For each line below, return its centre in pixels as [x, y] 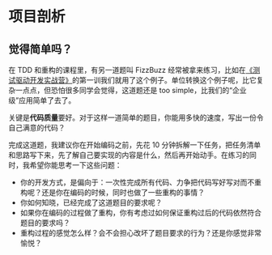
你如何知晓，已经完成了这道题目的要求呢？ [91, 202]
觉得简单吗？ [40, 49]
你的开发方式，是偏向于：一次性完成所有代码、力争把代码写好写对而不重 [140, 182]
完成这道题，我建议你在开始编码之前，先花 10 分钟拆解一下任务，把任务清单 [135, 145]
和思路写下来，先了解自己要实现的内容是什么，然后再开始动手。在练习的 [129, 155]
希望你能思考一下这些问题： [76, 165]
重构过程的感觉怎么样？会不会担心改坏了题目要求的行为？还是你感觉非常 [140, 233]
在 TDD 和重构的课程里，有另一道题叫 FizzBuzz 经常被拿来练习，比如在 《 [131, 70]
